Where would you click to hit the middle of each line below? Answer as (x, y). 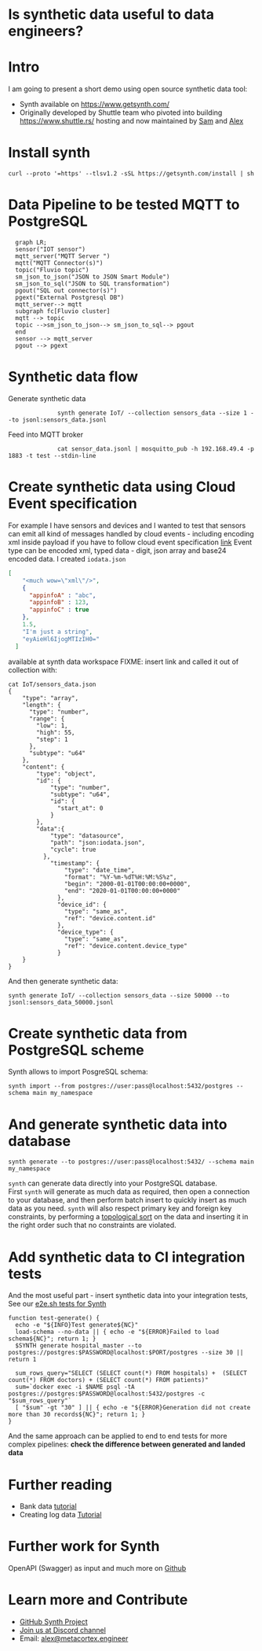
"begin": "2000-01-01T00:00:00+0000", (127, 884)
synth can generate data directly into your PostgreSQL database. (113, 1183)
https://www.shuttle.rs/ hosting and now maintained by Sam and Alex (131, 121)
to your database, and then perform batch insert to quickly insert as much (127, 1200)
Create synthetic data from (98, 1033)
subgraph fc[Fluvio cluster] (63, 311)
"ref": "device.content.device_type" (126, 945)
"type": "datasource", (87, 835)
